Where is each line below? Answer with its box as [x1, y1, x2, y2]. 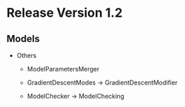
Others [16, 51, 37, 59]
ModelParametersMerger [27, 65, 100, 73]
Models [6, 33, 40, 45]
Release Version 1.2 [6, 5, 123, 21]
